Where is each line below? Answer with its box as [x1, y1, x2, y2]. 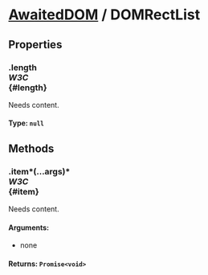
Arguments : [8, 223, 50, 232]
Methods [8, 142, 55, 155]
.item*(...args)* [8, 166, 71, 177]
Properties [8, 38, 63, 51]
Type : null [8, 118, 44, 128]
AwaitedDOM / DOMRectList [8, 6, 201, 24]
